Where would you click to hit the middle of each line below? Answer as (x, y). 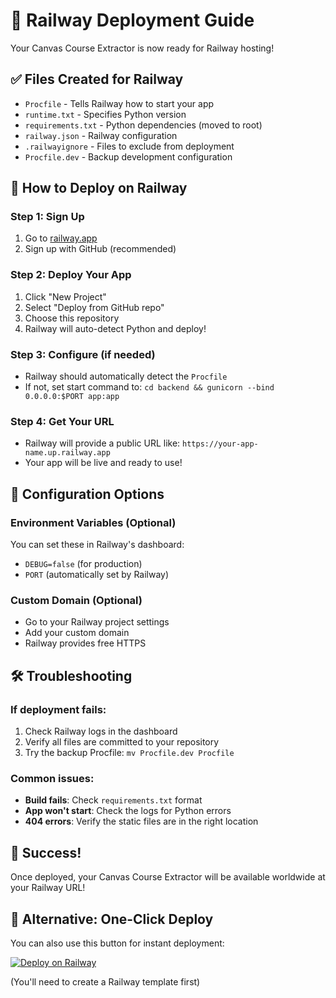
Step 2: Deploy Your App (71, 275)
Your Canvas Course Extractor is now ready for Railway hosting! (142, 48)
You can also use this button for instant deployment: (117, 943)
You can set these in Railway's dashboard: (97, 545)
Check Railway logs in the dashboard (101, 731)
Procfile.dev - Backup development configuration (128, 156)
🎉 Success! (46, 852)
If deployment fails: (58, 709)
